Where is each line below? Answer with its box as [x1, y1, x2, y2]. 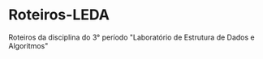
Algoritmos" [8, 40, 49, 50]
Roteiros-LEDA [8, 6, 110, 24]
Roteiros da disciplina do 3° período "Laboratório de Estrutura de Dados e [8, 32, 255, 42]
